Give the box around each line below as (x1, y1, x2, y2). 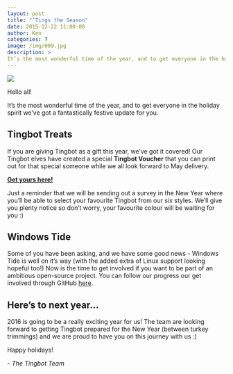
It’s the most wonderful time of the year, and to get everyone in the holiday (7, 101, 221, 109)
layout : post (7, 10, 45, 17)
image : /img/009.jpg (7, 42, 67, 49)
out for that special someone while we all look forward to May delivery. (7, 161, 209, 170)
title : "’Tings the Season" (7, 17, 89, 24)
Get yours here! (7, 175, 53, 184)
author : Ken (7, 29, 42, 37)
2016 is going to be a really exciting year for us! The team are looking (7, 318, 205, 326)
